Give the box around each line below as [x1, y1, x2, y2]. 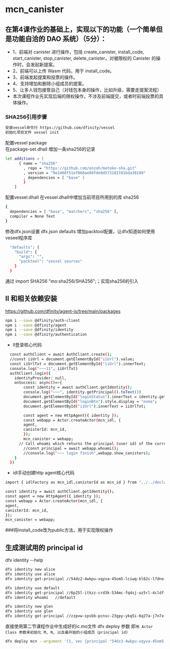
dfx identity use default [5, 585, 60, 591]
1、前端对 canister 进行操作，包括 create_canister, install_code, [12, 49, 144, 55]
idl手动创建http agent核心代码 [12, 470, 75, 476]
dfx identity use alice [5, 571, 56, 577]
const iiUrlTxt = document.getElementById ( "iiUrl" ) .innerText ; [10, 361, 146, 366]
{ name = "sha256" [18, 161, 58, 166]
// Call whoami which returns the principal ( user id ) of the [18, 441, 153, 446]
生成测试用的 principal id [5, 543, 83, 552]
